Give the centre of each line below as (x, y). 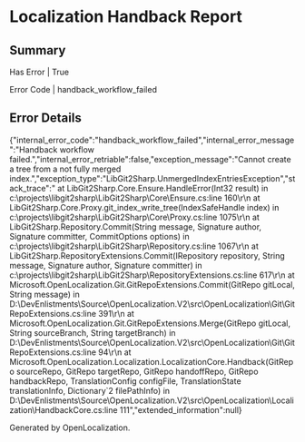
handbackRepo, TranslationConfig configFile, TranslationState (126, 381)
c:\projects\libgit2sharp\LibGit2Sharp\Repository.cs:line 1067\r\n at (134, 246)
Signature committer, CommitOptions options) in (100, 236)
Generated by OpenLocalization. (70, 427)
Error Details (45, 118)
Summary (38, 50)
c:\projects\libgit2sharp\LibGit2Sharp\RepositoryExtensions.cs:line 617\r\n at (152, 275)
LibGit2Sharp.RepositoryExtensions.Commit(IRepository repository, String (148, 255)
